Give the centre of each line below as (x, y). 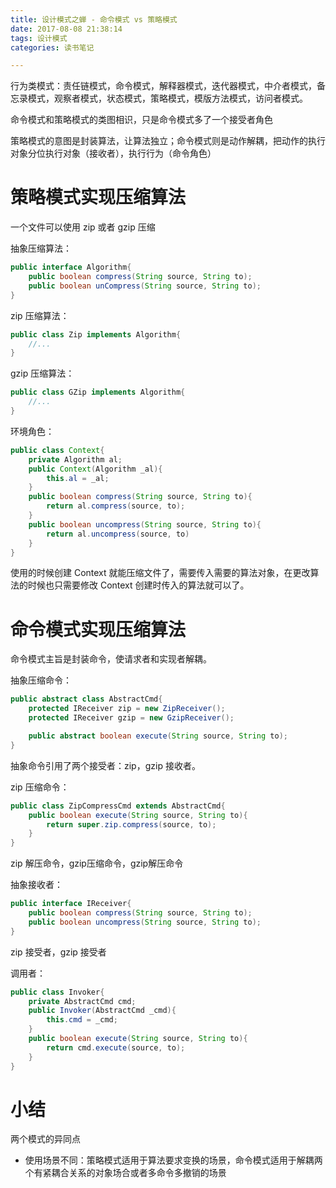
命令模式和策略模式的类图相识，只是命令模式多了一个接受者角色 (141, 120)
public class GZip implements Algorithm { (98, 392)
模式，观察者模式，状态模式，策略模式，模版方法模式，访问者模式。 (167, 98)
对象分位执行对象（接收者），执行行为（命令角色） (113, 153)
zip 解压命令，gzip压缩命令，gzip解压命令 (97, 863)
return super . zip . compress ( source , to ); (131, 824)
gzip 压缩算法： (42, 373)
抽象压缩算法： (41, 248)
